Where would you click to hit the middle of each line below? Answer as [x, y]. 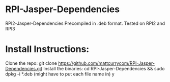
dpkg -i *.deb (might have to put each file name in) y [60, 74]
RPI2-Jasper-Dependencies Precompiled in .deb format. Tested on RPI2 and [85, 23]
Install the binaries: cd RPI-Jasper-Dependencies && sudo [104, 68]
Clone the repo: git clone [31, 63]
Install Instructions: [47, 49]
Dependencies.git [24, 68]
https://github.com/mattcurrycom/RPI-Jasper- [107, 63]
